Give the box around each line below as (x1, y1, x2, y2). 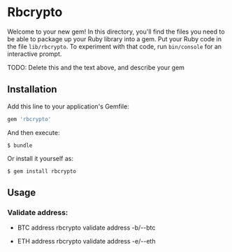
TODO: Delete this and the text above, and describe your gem (7, 63, 185, 71)
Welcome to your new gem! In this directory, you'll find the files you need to (7, 27, 225, 36)
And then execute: (7, 128, 60, 136)
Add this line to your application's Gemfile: (7, 102, 129, 111)
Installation (7, 83, 57, 95)
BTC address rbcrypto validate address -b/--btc (17, 223, 156, 232)
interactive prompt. (7, 50, 62, 58)
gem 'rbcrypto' (7, 115, 52, 122)
